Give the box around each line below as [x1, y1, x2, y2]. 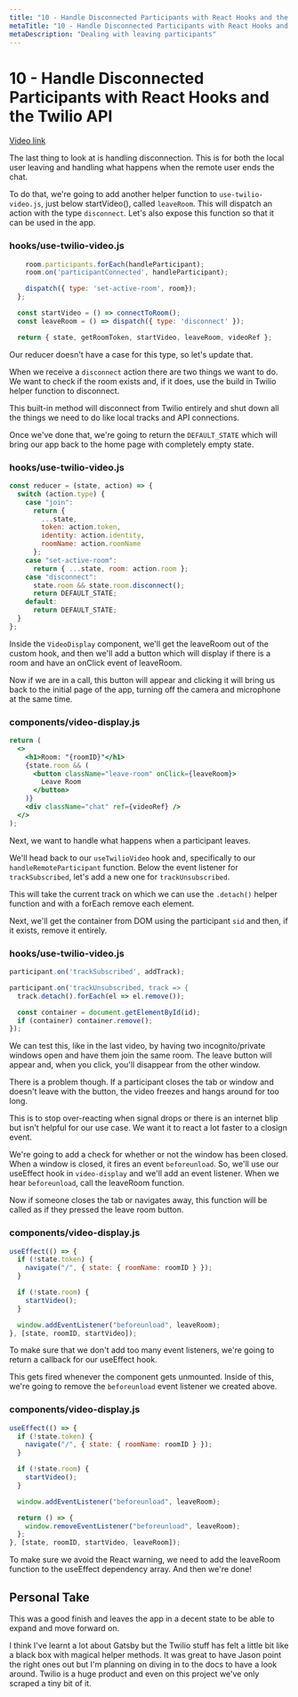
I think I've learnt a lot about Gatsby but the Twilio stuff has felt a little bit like [9, 1640, 289, 1651]
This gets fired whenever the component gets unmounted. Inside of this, [9, 1372, 274, 1382]
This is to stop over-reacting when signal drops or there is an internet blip [9, 1113, 278, 1124]
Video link [9, 136, 46, 146]
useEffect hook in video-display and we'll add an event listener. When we [9, 1168, 280, 1179]
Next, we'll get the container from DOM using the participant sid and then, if [9, 915, 289, 926]
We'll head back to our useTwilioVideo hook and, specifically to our [9, 853, 256, 863]
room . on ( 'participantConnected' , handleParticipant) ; [25, 268, 229, 277]
